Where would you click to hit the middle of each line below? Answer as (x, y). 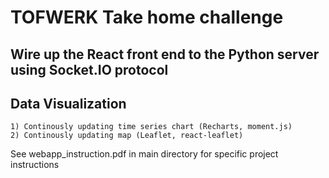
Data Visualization (68, 103)
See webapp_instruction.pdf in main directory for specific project (144, 154)
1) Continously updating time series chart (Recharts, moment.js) (151, 127)
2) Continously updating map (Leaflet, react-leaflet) (127, 136)
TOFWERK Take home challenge (147, 17)
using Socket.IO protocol (89, 69)
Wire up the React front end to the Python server (165, 54)
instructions (35, 165)
